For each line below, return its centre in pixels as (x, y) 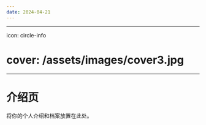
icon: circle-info (26, 35)
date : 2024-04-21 (29, 12)
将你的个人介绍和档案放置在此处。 (49, 116)
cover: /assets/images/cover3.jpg (95, 60)
